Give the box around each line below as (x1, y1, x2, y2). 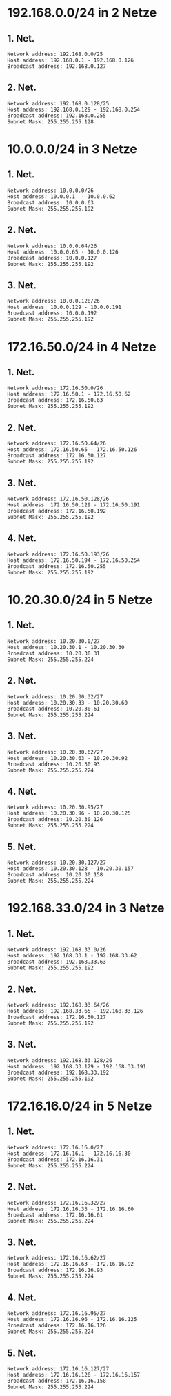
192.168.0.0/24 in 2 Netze (7, 5, 157, 21)
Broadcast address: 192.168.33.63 (7, 958, 107, 966)
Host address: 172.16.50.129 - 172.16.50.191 (7, 502, 140, 509)
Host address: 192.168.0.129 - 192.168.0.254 (7, 106, 140, 113)
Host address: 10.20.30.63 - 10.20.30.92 (7, 754, 128, 761)
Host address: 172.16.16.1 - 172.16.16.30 (7, 1150, 131, 1157)
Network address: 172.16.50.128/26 (7, 495, 110, 503)
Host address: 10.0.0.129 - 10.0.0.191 (7, 303, 122, 311)
